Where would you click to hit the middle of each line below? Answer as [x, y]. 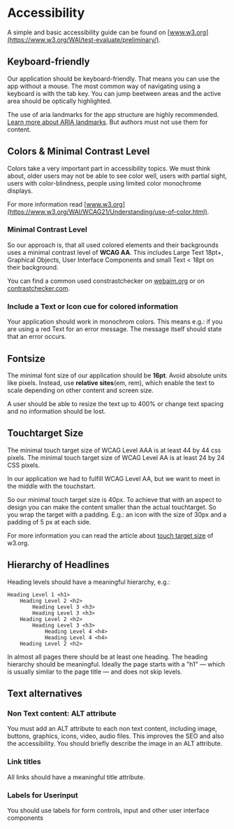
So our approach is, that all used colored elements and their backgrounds [113, 245]
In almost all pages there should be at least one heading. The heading [108, 657]
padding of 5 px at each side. [49, 522]
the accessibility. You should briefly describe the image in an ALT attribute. [115, 744]
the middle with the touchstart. [51, 486]
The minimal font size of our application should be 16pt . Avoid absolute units [117, 375]
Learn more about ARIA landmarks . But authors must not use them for [108, 122]
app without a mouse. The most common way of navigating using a [104, 86]
